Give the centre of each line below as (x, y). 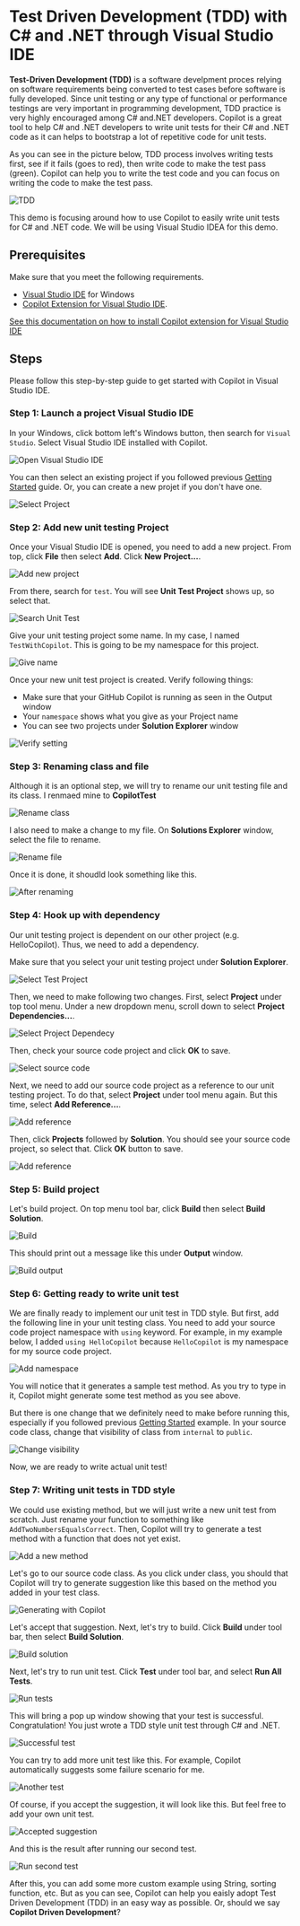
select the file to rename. (55, 840)
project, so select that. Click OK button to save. (96, 1148)
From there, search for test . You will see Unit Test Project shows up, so (142, 591)
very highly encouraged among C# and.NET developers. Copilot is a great (146, 118)
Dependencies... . (42, 1015)
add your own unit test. (52, 1814)
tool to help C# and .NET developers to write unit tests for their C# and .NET (150, 127)
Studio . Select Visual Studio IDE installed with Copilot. (109, 442)
